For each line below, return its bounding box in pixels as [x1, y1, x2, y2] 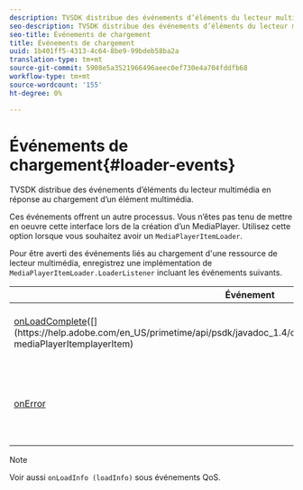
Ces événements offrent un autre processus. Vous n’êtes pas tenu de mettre [9, 211, 293, 222]
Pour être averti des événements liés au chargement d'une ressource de [9, 248, 278, 259]
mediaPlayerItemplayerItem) [14, 337, 133, 350]
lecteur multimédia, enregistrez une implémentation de [9, 258, 213, 269]
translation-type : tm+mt [9, 55, 103, 64]
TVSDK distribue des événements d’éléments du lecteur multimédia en [9, 184, 272, 195]
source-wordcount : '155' [9, 80, 103, 89]
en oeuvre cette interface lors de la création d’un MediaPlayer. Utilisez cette [9, 221, 291, 232]
